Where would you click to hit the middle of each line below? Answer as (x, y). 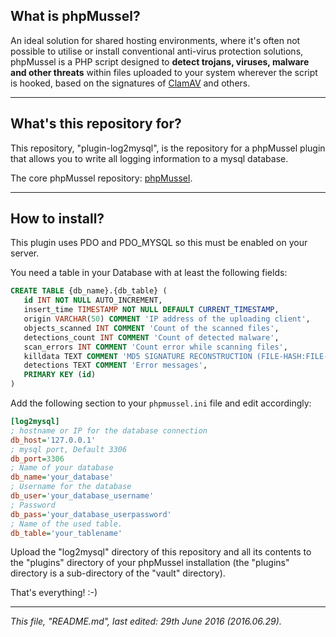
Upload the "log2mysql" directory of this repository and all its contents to (161, 552)
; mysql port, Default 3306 (69, 449)
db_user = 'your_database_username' (82, 496)
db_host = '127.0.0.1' (53, 440)
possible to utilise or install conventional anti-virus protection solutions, (157, 51)
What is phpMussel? (75, 16)
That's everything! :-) (54, 593)
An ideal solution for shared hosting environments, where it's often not (155, 40)
